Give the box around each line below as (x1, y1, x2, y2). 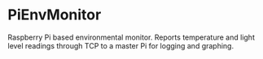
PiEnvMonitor (7, 6, 102, 24)
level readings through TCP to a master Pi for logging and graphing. (7, 40, 234, 50)
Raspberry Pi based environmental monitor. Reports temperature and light (7, 32, 256, 42)
